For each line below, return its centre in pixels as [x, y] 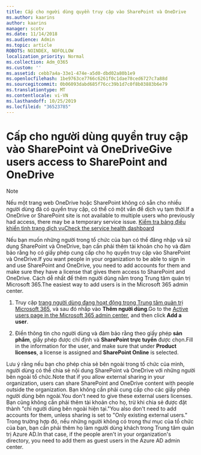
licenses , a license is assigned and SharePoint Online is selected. [97, 352]
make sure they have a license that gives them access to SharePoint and [96, 272]
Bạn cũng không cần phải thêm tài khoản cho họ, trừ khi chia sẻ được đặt [97, 402]
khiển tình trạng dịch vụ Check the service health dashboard [80, 228]
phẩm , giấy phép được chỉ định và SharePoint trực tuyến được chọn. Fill [104, 340]
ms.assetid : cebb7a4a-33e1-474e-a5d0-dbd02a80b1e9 [71, 73]
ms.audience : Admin [31, 40]
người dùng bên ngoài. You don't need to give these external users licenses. [100, 396]
